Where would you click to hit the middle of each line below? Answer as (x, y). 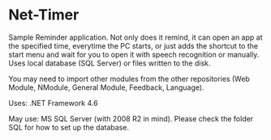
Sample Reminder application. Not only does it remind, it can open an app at (135, 37)
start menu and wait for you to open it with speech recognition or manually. (134, 54)
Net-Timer (44, 15)
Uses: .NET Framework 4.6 (54, 103)
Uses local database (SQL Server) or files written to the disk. (110, 63)
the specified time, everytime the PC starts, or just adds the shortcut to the (133, 45)
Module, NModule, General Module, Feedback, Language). (106, 87)
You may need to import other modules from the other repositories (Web (129, 78)
